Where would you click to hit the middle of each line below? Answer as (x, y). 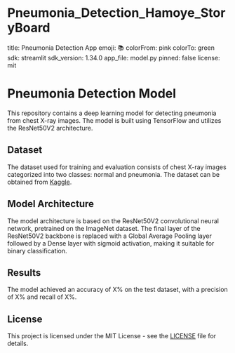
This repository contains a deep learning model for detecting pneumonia (112, 113)
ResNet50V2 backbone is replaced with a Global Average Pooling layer (109, 236)
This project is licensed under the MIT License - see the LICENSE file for (112, 336)
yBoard (29, 28)
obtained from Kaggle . (40, 182)
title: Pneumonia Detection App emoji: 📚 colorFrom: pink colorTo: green (111, 48)
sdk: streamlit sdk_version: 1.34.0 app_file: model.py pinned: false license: (114, 58)
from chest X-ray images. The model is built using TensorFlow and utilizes (114, 120)
